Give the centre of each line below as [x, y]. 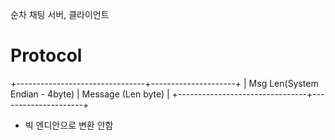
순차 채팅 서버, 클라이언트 [60, 14]
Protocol [46, 55]
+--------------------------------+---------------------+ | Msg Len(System [164, 83]
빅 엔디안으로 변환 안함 [69, 125]
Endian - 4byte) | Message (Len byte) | [90, 94]
